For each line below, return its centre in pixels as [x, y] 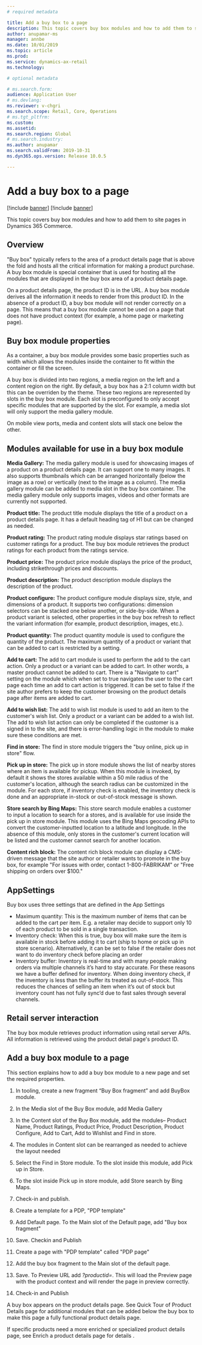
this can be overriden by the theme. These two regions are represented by [99, 393]
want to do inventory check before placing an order [79, 954]
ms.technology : [26, 67]
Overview [25, 245]
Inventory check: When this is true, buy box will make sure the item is [101, 935]
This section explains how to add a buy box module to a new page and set [98, 1072]
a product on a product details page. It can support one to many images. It [99, 470]
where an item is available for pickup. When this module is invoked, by [94, 771]
